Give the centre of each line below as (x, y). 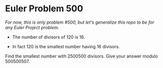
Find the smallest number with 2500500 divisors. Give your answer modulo (81, 56)
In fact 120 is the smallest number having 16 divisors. (66, 46)
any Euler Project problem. (32, 27)
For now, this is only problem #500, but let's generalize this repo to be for (80, 22)
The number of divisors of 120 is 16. (49, 37)
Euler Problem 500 (44, 9)
